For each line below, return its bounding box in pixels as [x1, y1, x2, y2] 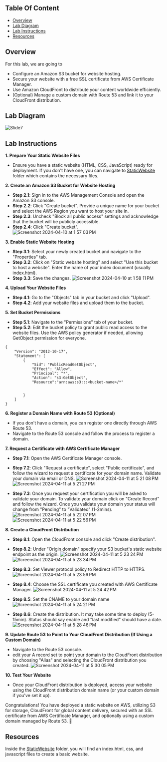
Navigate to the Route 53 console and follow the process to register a [12, 430, 155, 436]
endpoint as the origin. [12, 551, 59, 557]
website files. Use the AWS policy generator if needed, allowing [12, 330, 143, 336]
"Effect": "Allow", [31, 367, 72, 372]
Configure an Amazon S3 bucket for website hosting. [12, 70, 122, 76]
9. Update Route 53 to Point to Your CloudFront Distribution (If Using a [5, 632, 153, 638]
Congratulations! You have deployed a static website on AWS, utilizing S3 [5, 702, 156, 708]
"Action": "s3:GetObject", [31, 376, 88, 381]
